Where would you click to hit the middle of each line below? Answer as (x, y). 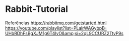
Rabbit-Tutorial (37, 9)
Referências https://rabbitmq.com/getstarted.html (56, 23)
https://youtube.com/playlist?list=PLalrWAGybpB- (56, 28)
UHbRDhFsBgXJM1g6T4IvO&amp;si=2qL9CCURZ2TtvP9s (64, 33)
